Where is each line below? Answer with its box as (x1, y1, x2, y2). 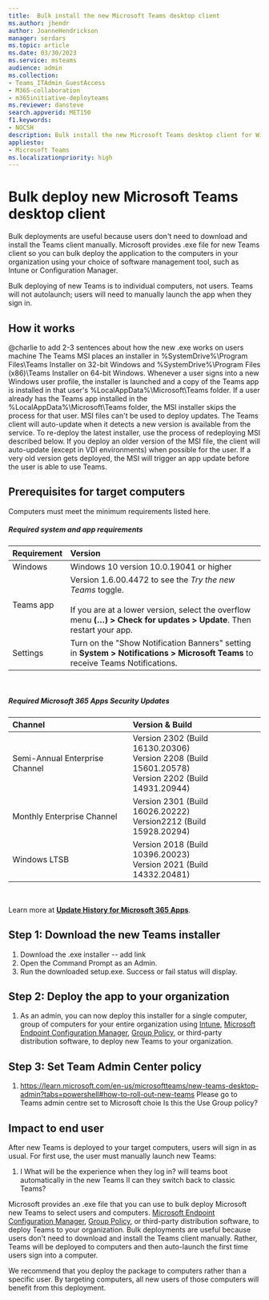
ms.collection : (8, 71, 59, 79)
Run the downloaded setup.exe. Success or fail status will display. (19, 966, 238, 976)
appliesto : (8, 138, 45, 147)
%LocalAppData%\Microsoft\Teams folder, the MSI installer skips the (8, 403, 237, 411)
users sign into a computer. (8, 1250, 98, 1260)
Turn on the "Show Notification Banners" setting (70, 637, 251, 648)
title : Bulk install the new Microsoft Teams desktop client (8, 11, 220, 20)
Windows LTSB (12, 853, 70, 865)
